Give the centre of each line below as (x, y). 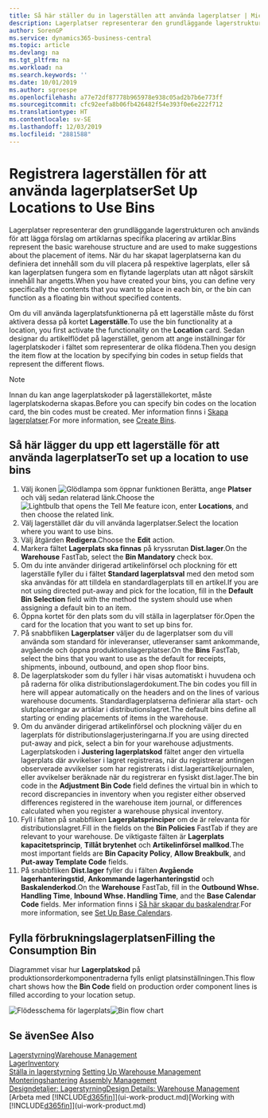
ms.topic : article (39, 45)
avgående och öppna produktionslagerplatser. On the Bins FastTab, (130, 650)
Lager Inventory (34, 1063)
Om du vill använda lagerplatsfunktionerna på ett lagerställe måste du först (131, 313)
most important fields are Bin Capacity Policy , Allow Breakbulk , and (133, 853)
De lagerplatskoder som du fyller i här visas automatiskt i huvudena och (138, 675)
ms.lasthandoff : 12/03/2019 (56, 127)
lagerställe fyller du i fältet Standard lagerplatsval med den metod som (137, 574)
